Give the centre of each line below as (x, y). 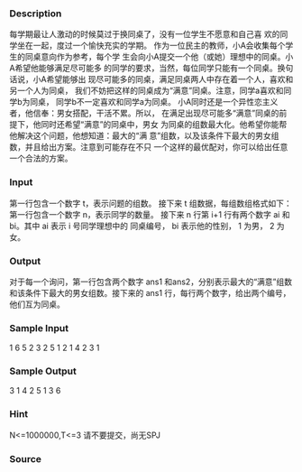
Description (36, 14)
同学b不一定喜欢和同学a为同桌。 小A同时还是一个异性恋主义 (167, 102)
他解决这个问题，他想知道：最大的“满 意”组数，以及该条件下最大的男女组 (144, 136)
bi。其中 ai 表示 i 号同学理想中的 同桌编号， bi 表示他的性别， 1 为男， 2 (142, 226)
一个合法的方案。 (41, 158)
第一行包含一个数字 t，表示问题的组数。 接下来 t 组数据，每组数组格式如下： (151, 203)
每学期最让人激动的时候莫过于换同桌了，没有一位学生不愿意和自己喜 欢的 (145, 34)
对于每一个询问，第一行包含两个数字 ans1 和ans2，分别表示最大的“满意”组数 (151, 282)
